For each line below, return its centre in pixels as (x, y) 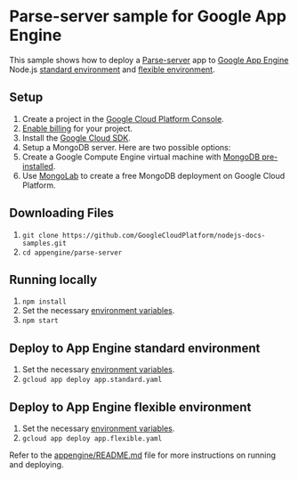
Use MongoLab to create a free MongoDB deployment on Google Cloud (153, 175)
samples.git (44, 243)
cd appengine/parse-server (72, 252)
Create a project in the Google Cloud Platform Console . (123, 118)
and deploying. (36, 464)
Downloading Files (61, 213)
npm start (40, 321)
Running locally (53, 279)
